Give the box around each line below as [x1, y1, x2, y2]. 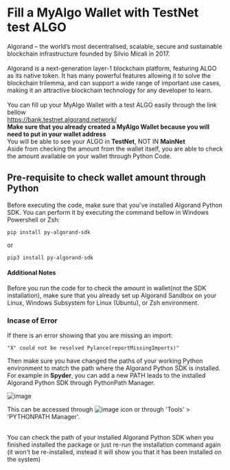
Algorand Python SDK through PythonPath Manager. [7, 378, 156, 387]
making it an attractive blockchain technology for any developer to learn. [7, 86, 213, 94]
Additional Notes [7, 268, 56, 277]
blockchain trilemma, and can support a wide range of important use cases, [7, 78, 221, 87]
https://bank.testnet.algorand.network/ [7, 115, 117, 123]
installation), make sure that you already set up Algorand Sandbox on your [7, 291, 217, 299]
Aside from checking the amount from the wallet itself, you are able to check [7, 145, 223, 153]
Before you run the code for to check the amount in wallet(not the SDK [7, 284, 207, 292]
